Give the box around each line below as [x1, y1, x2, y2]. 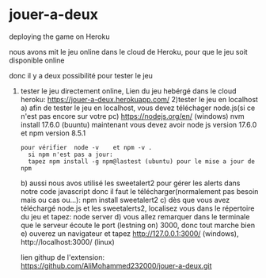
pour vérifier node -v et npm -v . [20, 143, 153, 151]
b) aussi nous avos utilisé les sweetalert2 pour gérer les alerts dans [20, 178, 241, 188]
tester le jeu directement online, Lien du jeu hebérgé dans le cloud [20, 86, 237, 96]
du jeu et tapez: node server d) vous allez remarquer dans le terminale [20, 211, 250, 221]
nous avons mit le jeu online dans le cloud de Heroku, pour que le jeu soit [9, 47, 248, 56]
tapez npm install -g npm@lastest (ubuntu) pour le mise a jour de [28, 157, 256, 166]
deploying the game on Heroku [9, 32, 110, 41]
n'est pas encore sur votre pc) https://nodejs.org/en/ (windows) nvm [20, 111, 245, 120]
